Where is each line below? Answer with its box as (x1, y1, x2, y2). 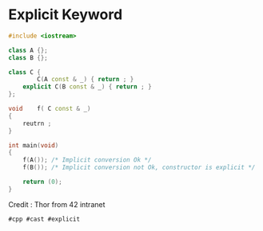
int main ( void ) (8, 141, 59, 149)
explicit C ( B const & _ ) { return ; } (22, 83, 152, 91)
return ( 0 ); (22, 178, 62, 186)
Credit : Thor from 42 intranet (8, 199, 106, 209)
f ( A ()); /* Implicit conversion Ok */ (22, 156, 152, 164)
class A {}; (8, 46, 48, 54)
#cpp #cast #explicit (8, 215, 81, 223)
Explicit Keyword (8, 6, 123, 24)
